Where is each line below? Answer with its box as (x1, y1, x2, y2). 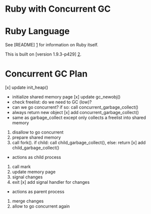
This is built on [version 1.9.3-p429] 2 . (5, 51, 82, 57)
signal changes (12, 174, 43, 180)
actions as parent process (12, 189, 65, 195)
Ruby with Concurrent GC (5, 3, 111, 15)
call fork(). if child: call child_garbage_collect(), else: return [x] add (12, 140, 146, 146)
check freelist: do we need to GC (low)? (12, 99, 92, 105)
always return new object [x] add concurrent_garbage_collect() (12, 110, 139, 116)
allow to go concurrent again (12, 203, 70, 209)
